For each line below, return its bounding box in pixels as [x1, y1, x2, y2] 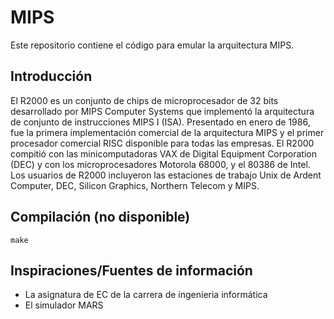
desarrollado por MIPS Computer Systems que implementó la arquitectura [10, 105, 315, 117]
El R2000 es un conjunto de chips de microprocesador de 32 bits [10, 94, 279, 106]
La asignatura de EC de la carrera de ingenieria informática [24, 289, 268, 301]
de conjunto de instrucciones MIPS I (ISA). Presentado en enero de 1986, [10, 116, 311, 128]
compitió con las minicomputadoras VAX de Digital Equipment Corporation [10, 147, 317, 160]
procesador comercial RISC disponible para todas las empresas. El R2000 [10, 137, 315, 149]
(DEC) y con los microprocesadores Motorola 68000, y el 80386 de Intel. [10, 158, 311, 170]
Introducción [10, 68, 93, 85]
